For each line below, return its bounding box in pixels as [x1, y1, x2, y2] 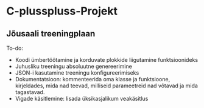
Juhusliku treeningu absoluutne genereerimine [15, 62, 132, 70]
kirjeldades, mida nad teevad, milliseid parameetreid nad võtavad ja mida [15, 82, 198, 89]
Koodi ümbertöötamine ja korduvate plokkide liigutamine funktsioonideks [15, 56, 199, 63]
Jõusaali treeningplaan [6, 29, 96, 39]
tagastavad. [15, 89, 45, 95]
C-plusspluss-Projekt [6, 4, 118, 18]
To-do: [6, 44, 23, 52]
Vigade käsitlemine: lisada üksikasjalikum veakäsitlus [15, 95, 149, 102]
